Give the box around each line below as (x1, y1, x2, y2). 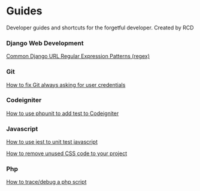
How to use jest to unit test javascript (6, 138, 98, 145)
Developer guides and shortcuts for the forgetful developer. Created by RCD (6, 24, 194, 31)
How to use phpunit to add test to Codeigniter (6, 110, 119, 117)
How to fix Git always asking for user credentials (6, 81, 126, 88)
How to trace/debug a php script (6, 178, 87, 186)
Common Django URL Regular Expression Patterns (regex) (6, 53, 150, 60)
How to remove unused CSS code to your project (6, 150, 128, 157)
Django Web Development (6, 39, 84, 47)
